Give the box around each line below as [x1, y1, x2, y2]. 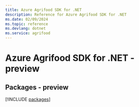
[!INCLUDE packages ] [5, 96, 51, 102]
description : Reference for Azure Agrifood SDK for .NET [5, 12, 127, 17]
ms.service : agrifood [5, 31, 51, 36]
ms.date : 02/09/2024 [5, 17, 49, 22]
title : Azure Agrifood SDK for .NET [5, 7, 82, 13]
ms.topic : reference [5, 21, 49, 27]
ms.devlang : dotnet [5, 26, 46, 31]
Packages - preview [5, 83, 69, 91]
